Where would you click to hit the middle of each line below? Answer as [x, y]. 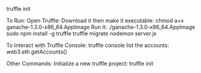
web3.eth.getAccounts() [37, 52]
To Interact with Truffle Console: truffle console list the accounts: [88, 45]
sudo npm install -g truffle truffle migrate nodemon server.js [81, 33]
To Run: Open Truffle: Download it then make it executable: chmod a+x [95, 20]
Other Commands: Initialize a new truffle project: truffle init [80, 64]
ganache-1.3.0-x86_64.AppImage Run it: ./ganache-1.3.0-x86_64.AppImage [101, 27]
